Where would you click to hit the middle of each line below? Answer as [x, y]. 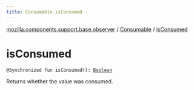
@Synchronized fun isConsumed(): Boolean [59, 70]
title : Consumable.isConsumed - [47, 12]
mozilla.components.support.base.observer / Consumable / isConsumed [97, 29]
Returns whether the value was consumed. [60, 81]
